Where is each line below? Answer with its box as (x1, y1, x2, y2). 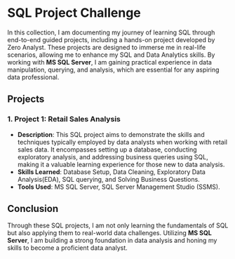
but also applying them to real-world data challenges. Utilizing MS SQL (7, 229, 212, 237)
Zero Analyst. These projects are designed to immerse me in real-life (7, 43, 206, 51)
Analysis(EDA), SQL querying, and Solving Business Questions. (17, 175, 200, 183)
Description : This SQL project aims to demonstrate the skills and (17, 130, 205, 138)
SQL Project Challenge (7, 5, 142, 21)
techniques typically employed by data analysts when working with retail (17, 138, 228, 146)
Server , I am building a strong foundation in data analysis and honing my (7, 237, 217, 245)
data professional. (7, 72, 60, 81)
